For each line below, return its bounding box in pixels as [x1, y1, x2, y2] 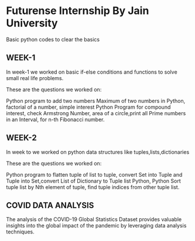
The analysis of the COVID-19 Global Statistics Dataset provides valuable [6, 216, 182, 223]
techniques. [6, 228, 35, 235]
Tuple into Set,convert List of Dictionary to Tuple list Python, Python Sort [6, 177, 182, 184]
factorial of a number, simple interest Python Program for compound [6, 104, 171, 111]
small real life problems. [6, 74, 64, 81]
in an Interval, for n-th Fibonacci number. [6, 116, 105, 123]
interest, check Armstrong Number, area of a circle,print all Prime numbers [6, 109, 186, 116]
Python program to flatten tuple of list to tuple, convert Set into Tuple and [6, 171, 183, 178]
